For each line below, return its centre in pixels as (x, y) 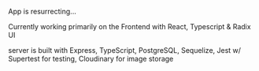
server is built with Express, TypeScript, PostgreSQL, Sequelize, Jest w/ (125, 50)
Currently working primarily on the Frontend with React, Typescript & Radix (129, 26)
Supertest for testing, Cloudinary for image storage (91, 59)
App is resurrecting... (42, 11)
